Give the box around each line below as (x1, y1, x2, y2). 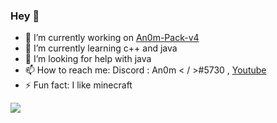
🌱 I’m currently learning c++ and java (24, 42, 178, 54)
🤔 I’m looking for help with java (24, 53, 152, 65)
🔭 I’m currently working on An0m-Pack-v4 (24, 32, 200, 44)
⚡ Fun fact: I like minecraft (24, 79, 133, 91)
